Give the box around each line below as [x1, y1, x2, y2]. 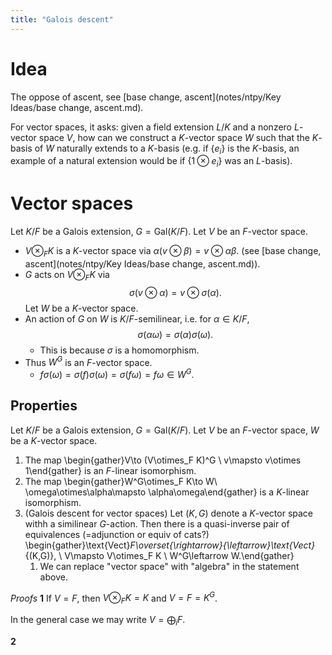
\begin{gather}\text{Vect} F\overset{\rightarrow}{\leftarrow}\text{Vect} [24, 539, 316, 551]
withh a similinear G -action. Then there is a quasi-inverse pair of [24, 517, 290, 530]
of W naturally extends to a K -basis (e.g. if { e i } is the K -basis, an [34, 142, 300, 156]
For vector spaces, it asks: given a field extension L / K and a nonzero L [10, 121, 300, 133]
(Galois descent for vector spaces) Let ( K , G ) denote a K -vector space [24, 507, 314, 519]
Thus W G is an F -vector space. [24, 354, 153, 368]
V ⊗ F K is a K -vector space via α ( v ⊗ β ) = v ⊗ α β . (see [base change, [24, 245, 322, 259]
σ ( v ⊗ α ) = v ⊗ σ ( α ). [128, 286, 222, 298]
